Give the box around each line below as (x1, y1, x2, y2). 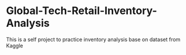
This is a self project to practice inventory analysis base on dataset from (6, 36, 181, 43)
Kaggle (6, 42, 23, 49)
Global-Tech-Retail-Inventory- (6, 4, 157, 18)
